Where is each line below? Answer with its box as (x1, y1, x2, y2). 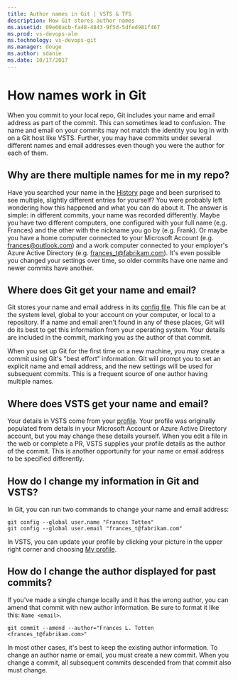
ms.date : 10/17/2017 (7, 57, 69, 64)
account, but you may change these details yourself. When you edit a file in (7, 431, 228, 441)
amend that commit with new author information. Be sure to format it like (7, 603, 220, 611)
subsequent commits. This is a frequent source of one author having (7, 370, 208, 378)
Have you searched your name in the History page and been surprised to (7, 188, 221, 196)
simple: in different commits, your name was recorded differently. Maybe (7, 210, 220, 219)
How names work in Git (7, 87, 147, 103)
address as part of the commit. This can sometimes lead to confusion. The (7, 118, 226, 127)
